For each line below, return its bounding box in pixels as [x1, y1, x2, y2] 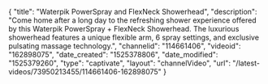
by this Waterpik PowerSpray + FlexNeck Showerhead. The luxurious [8, 24, 240, 33]
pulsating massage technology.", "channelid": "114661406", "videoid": [8, 41, 241, 51]
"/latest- [232, 58, 260, 68]
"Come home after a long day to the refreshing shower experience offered [8, 15, 257, 25]
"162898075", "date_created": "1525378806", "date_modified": [8, 50, 218, 59]
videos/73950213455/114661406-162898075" [8, 67, 162, 76]
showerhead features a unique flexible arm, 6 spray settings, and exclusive [8, 32, 260, 42]
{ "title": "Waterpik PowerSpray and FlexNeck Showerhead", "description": [8, 7, 257, 16]
